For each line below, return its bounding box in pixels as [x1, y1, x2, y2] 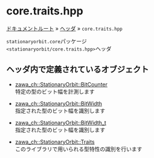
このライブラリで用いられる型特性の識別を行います [14, 145, 143, 153]
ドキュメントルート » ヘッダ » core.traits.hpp [6, 25, 123, 32]
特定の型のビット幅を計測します [14, 88, 95, 95]
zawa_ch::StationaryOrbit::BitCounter [14, 81, 107, 88]
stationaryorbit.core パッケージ [6, 37, 87, 44]
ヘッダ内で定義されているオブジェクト [6, 64, 149, 74]
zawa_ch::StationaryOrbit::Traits [14, 138, 95, 145]
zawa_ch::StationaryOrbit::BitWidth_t [14, 119, 107, 126]
